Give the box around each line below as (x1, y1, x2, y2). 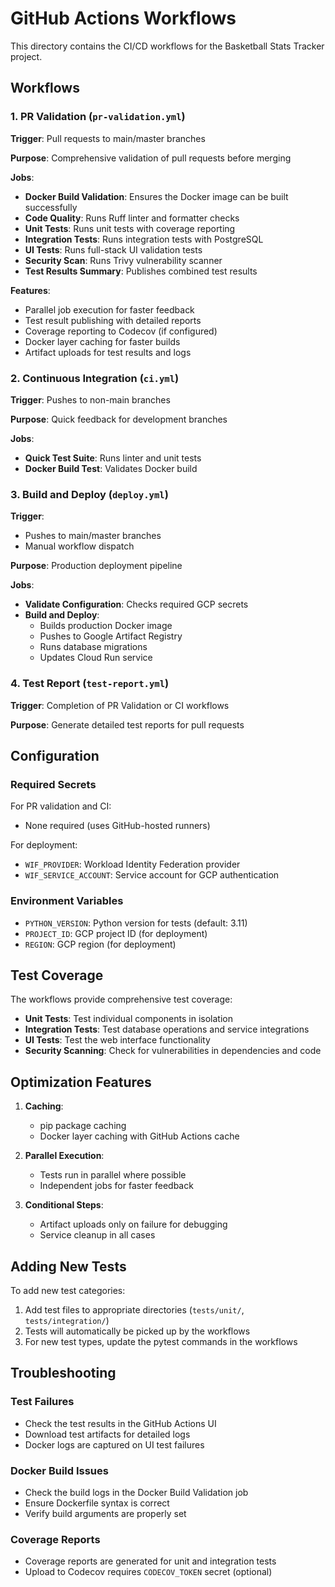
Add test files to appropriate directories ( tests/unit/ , (24, 1303, 245, 1316)
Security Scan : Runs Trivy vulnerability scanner (24, 254, 223, 266)
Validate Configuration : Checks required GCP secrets (24, 598, 249, 611)
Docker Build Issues (10, 1463, 109, 1477)
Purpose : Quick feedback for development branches (10, 413, 228, 425)
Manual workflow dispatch (24, 540, 135, 552)
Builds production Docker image (39, 620, 173, 632)
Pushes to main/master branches (24, 530, 162, 542)
